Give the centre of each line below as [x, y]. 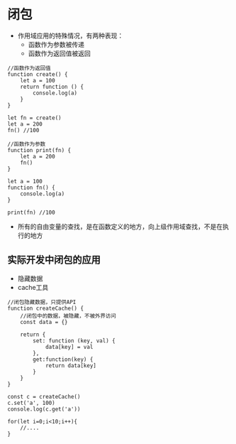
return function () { [52, 87]
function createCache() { [45, 308]
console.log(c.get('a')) [44, 409]
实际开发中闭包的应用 [54, 260]
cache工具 [33, 287]
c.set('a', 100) [31, 403]
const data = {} [44, 322]
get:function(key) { [63, 359]
